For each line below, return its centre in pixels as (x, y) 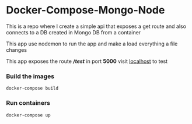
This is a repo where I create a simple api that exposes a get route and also (96, 26)
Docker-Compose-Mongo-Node (85, 10)
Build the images (30, 76)
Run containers (28, 103)
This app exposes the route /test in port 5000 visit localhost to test (87, 61)
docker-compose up (28, 115)
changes (17, 49)
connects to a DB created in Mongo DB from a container (74, 32)
